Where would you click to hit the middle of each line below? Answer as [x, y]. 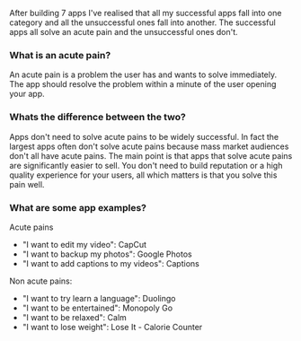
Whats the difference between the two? [97, 118]
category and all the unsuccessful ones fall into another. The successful [142, 22]
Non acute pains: [41, 281]
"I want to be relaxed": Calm [75, 317]
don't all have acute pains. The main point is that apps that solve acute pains [151, 155]
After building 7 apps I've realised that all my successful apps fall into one [146, 13]
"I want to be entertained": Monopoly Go [97, 308]
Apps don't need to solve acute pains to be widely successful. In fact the [144, 136]
